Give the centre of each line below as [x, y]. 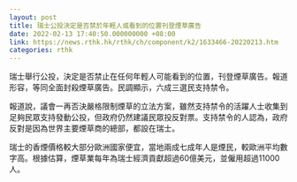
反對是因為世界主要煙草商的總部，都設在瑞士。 [94, 128]
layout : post [33, 17]
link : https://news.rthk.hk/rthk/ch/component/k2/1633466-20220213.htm [144, 42]
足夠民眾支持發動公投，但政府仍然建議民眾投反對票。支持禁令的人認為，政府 [148, 118]
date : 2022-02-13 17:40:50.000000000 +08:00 [92, 34]
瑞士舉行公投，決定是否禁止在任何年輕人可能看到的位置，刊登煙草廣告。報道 [148, 77]
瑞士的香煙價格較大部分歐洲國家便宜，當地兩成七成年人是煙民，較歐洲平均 [145, 148]
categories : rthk [41, 50]
